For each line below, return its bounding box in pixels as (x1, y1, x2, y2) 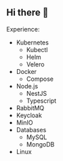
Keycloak (16, 111, 42, 119)
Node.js (16, 82, 39, 90)
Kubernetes (16, 38, 49, 47)
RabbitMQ (16, 103, 45, 112)
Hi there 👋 (6, 7, 49, 18)
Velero (26, 60, 45, 69)
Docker (16, 67, 37, 75)
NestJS (26, 89, 47, 97)
